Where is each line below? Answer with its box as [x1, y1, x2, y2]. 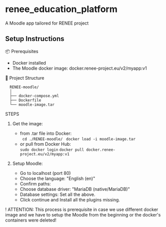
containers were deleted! [5, 217, 56, 223]
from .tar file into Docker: [19, 130, 71, 136]
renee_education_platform [5, 4, 117, 15]
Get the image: [12, 120, 43, 126]
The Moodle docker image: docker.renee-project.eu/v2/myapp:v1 [12, 65, 147, 71]
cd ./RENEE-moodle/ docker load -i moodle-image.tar [22, 136, 136, 141]
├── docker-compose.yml [9, 93, 59, 98]
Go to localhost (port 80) [19, 170, 71, 176]
